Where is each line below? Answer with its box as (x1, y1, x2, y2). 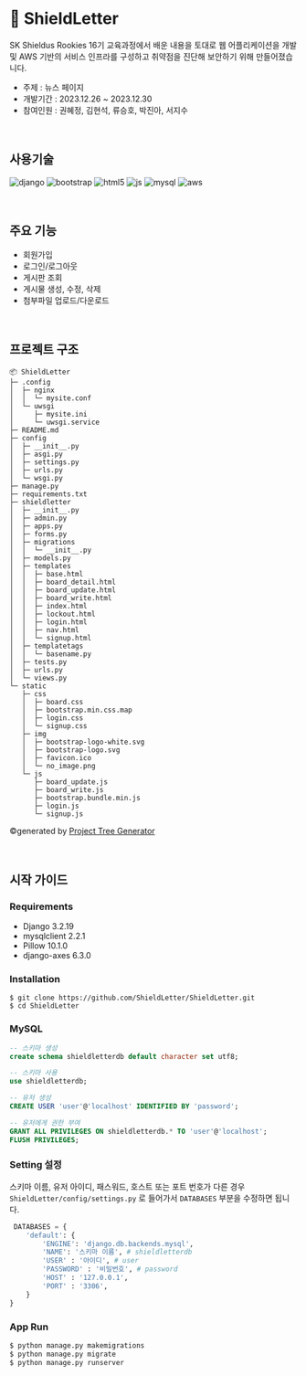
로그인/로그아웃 (22, 260, 79, 271)
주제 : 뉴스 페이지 (22, 81, 84, 92)
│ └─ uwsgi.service (9, 418, 100, 428)
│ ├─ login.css (21, 714, 84, 723)
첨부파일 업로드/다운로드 (22, 294, 110, 305)
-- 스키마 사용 (9, 1068, 58, 1077)
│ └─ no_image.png (21, 762, 96, 771)
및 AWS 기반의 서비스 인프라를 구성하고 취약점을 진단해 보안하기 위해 (9, 50, 254, 62)
